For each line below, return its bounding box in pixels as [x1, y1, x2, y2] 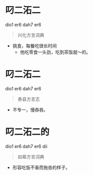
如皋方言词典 [17, 153, 44, 159]
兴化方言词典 [17, 32, 44, 38]
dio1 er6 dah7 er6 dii [5, 143, 48, 149]
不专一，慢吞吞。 [12, 106, 48, 112]
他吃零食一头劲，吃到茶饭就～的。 [20, 49, 91, 55]
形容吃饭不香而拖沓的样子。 [12, 164, 70, 170]
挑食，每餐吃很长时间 [12, 42, 57, 48]
